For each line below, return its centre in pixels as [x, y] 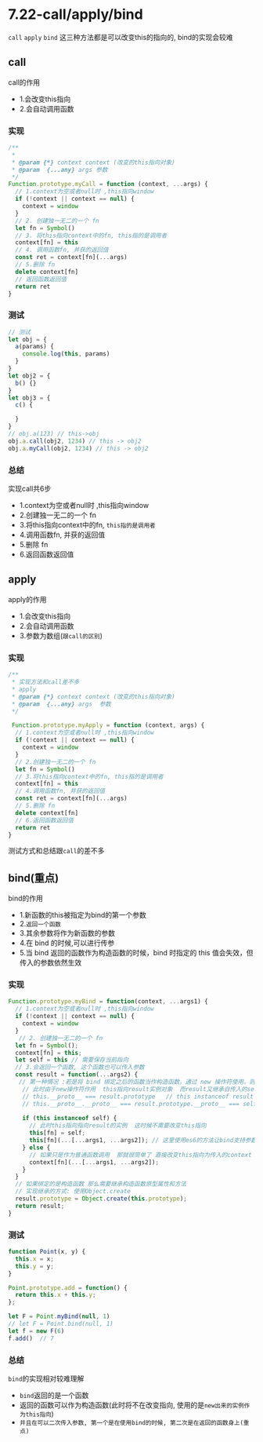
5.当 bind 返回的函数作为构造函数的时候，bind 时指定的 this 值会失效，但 [136, 953]
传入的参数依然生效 [50, 962]
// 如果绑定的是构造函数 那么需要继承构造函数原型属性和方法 [101, 1184]
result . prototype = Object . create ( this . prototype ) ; [101, 1199]
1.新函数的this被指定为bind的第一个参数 [83, 915]
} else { [36, 1148]
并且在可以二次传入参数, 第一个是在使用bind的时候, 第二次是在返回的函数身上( [131, 1422]
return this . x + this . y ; [56, 1295]
